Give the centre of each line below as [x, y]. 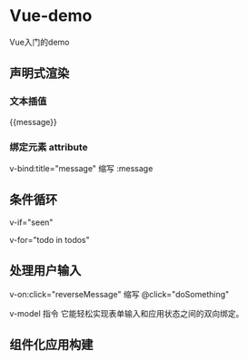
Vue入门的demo [40, 42]
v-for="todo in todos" [50, 239]
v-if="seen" [31, 222]
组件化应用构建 [51, 344]
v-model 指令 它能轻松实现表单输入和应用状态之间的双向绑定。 [127, 313]
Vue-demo [51, 16]
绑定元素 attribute [49, 147]
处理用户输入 [45, 271]
